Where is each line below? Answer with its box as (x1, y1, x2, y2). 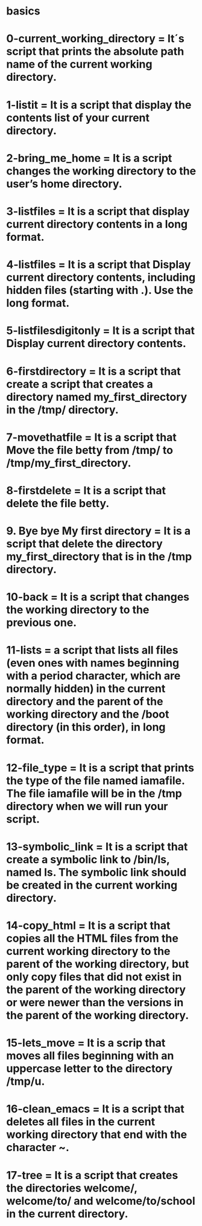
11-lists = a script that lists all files (6, 643, 178, 657)
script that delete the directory (6, 537, 163, 551)
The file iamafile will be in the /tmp (6, 787, 183, 800)
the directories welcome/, (6, 1181, 137, 1195)
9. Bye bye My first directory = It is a (6, 524, 191, 538)
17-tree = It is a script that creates (6, 1168, 178, 1182)
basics (6, 4, 40, 18)
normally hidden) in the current (6, 682, 166, 695)
